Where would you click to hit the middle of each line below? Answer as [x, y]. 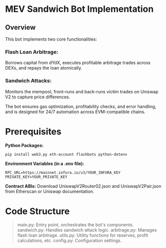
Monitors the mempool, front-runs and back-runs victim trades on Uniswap [82, 91]
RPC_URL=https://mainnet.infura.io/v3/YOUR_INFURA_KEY [63, 172]
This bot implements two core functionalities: [51, 39]
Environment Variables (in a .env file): [45, 164]
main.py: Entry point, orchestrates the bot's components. [75, 225]
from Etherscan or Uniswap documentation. [50, 191]
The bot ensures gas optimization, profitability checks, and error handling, [81, 106]
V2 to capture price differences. [38, 97]
